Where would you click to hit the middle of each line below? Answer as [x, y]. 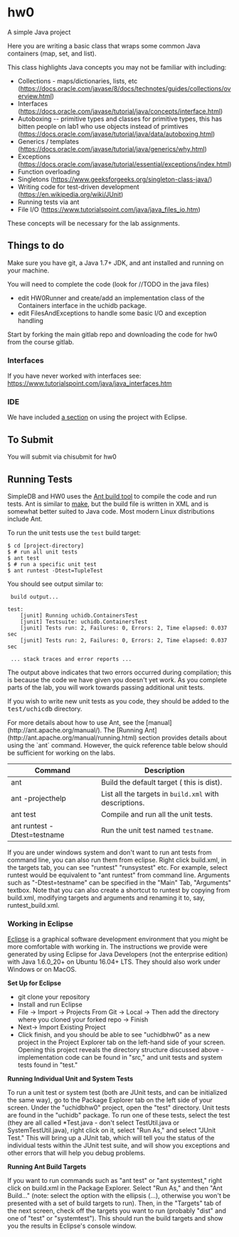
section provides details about [183, 738]
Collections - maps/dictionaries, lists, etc [78, 81]
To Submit [30, 439]
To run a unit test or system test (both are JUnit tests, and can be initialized [117, 1093]
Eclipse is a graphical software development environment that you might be [118, 939]
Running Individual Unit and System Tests [70, 1079]
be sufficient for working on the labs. [62, 753]
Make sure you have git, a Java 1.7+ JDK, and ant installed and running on [116, 262]
